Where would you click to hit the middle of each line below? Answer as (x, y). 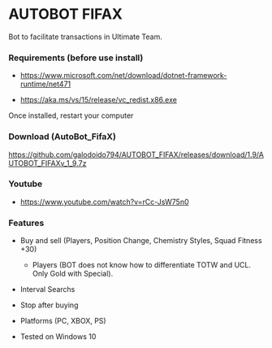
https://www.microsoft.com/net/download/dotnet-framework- (123, 76)
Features (26, 223)
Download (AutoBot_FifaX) (62, 137)
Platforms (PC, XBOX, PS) (63, 321)
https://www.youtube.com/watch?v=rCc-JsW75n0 (104, 202)
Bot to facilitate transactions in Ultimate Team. (85, 37)
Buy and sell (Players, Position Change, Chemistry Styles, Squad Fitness (141, 241)
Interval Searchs (47, 289)
